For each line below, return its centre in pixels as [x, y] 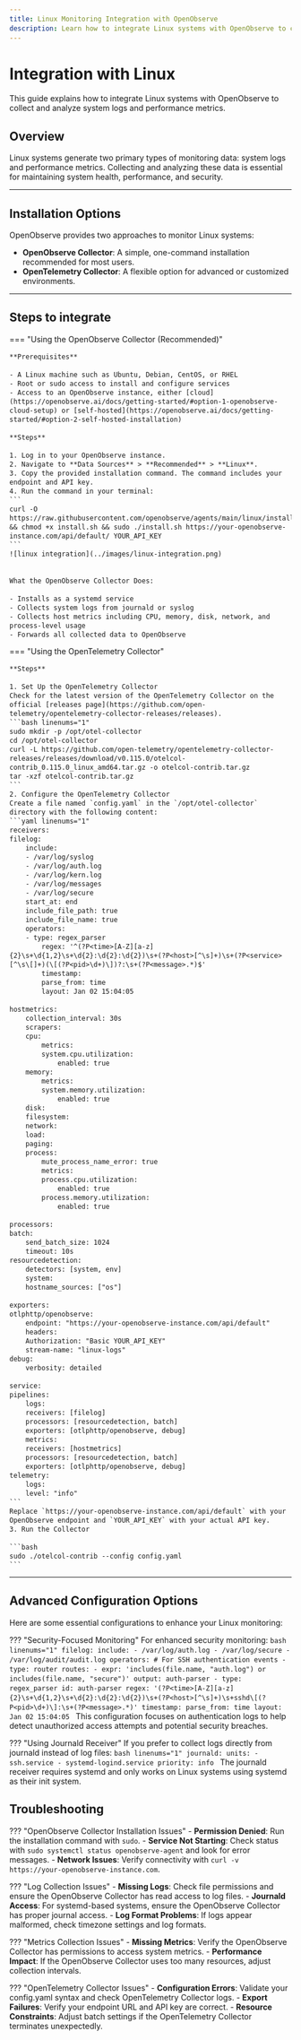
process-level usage [48, 626]
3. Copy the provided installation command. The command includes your [146, 473]
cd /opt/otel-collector [54, 740]
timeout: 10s [50, 1251]
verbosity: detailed [64, 1368]
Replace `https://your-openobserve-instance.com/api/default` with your [148, 1511]
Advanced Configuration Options [104, 1601]
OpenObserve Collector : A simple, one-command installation [136, 253]
